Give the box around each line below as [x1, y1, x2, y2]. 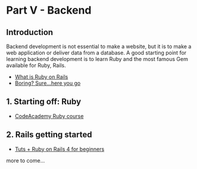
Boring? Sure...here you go [14, 79, 81, 87]
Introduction [6, 27, 54, 37]
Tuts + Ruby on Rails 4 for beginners [14, 145, 105, 152]
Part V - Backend [6, 4, 92, 17]
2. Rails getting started [6, 130, 92, 140]
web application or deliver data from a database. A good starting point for [6, 49, 187, 56]
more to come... [6, 157, 45, 164]
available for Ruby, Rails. [6, 62, 67, 69]
